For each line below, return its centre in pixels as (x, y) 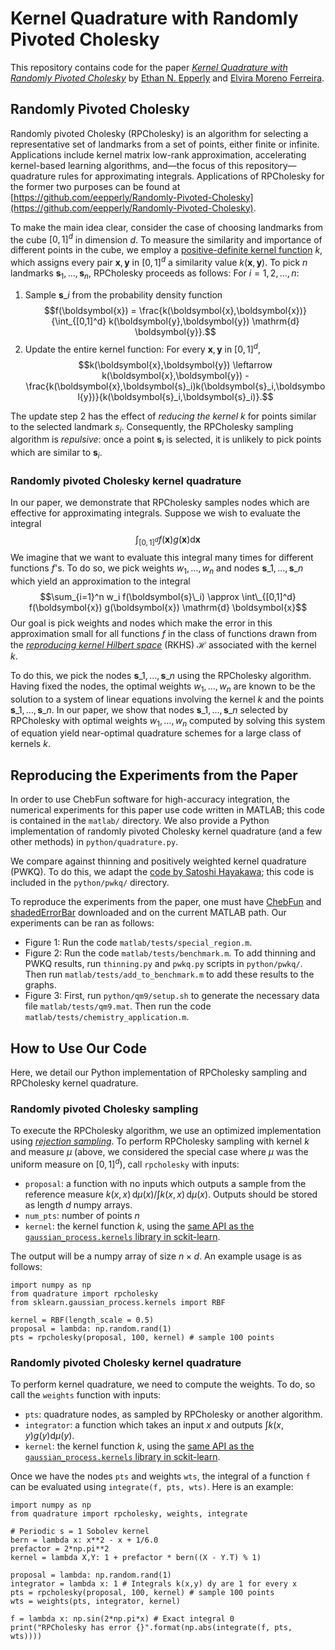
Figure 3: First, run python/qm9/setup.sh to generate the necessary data (172, 996)
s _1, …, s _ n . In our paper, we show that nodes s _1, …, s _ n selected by (149, 709)
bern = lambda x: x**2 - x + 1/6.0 (84, 1540)
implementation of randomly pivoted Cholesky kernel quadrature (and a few (166, 831)
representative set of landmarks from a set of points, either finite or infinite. (165, 144)
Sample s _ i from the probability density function (123, 294)
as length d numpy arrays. (78, 1204)
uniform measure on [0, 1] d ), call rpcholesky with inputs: (125, 1163)
